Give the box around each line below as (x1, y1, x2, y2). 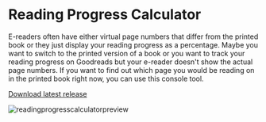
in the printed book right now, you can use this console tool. (8, 74, 204, 83)
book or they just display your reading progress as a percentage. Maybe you (8, 40, 259, 49)
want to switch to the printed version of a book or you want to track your (8, 48, 245, 58)
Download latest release (8, 89, 87, 98)
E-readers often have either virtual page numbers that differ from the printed (8, 32, 259, 41)
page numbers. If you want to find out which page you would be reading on (8, 65, 255, 74)
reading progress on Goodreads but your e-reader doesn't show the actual (8, 57, 253, 67)
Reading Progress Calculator (8, 6, 202, 24)
